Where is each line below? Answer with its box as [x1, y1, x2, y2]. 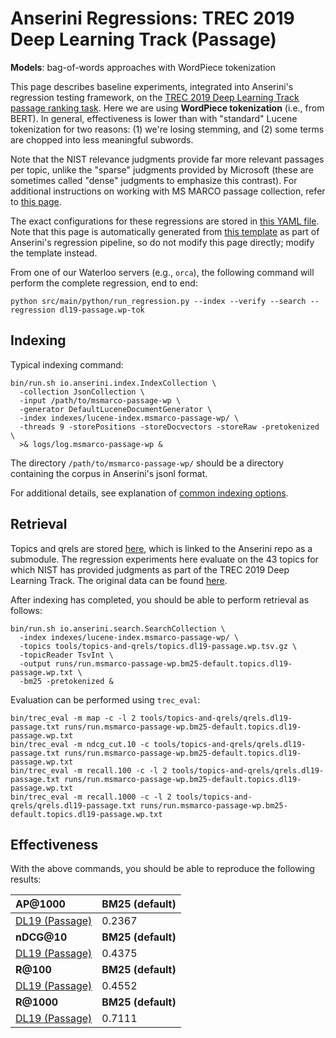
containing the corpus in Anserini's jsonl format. [10, 467, 208, 479]
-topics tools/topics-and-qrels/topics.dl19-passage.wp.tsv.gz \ [19, 641, 298, 651]
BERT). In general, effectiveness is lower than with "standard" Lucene [10, 112, 298, 124]
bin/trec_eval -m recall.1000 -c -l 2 [10, 792, 172, 802]
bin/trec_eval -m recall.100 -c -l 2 [10, 765, 168, 776]
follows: [10, 604, 43, 616]
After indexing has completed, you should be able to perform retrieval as [10, 593, 310, 606]
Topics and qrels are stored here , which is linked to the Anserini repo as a [10, 542, 313, 554]
